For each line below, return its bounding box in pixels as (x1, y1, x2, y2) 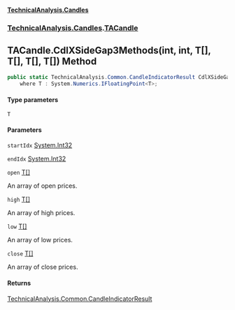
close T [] (7, 249, 34, 258)
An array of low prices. (7, 236, 73, 244)
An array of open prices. (7, 182, 78, 190)
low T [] (7, 222, 27, 230)
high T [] (7, 195, 30, 204)
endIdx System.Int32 (7, 154, 66, 163)
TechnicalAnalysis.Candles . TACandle (7, 23, 138, 33)
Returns (7, 279, 31, 288)
